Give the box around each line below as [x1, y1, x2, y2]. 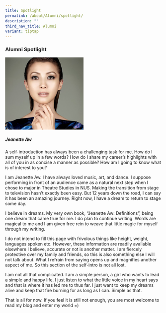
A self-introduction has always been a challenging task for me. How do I [5, 149, 153, 155]
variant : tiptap [5, 29, 39, 34]
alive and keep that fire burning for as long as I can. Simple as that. [5, 288, 142, 294]
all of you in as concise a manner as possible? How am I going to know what [5, 159, 162, 166]
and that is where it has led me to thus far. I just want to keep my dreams [5, 282, 154, 288]
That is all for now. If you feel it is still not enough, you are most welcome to [5, 297, 160, 303]
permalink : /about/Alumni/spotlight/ [5, 13, 83, 18]
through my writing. [5, 226, 46, 232]
